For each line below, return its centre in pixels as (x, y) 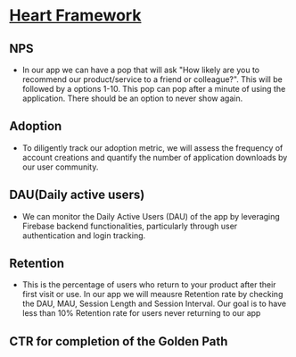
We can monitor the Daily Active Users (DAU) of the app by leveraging (151, 216)
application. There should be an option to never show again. (132, 98)
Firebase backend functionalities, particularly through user (130, 226)
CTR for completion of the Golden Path (119, 341)
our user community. (60, 167)
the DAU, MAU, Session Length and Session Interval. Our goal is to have (154, 303)
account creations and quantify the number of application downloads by (155, 157)
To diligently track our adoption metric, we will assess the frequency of (152, 147)
